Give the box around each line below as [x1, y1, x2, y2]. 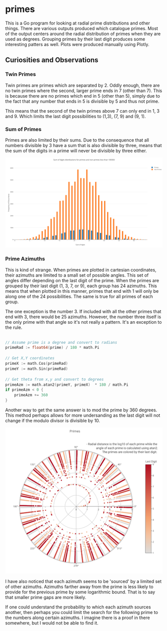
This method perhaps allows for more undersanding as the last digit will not [5, 412, 160, 418]
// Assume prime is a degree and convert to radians [5, 340, 117, 345]
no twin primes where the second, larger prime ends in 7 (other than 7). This [5, 88, 162, 94]
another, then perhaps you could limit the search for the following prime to [5, 609, 158, 615]
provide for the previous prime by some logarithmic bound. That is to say [5, 589, 155, 595]
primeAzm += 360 [14, 393, 48, 398]
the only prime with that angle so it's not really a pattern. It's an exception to [5, 319, 162, 325]
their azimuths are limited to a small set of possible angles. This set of [5, 272, 149, 278]
